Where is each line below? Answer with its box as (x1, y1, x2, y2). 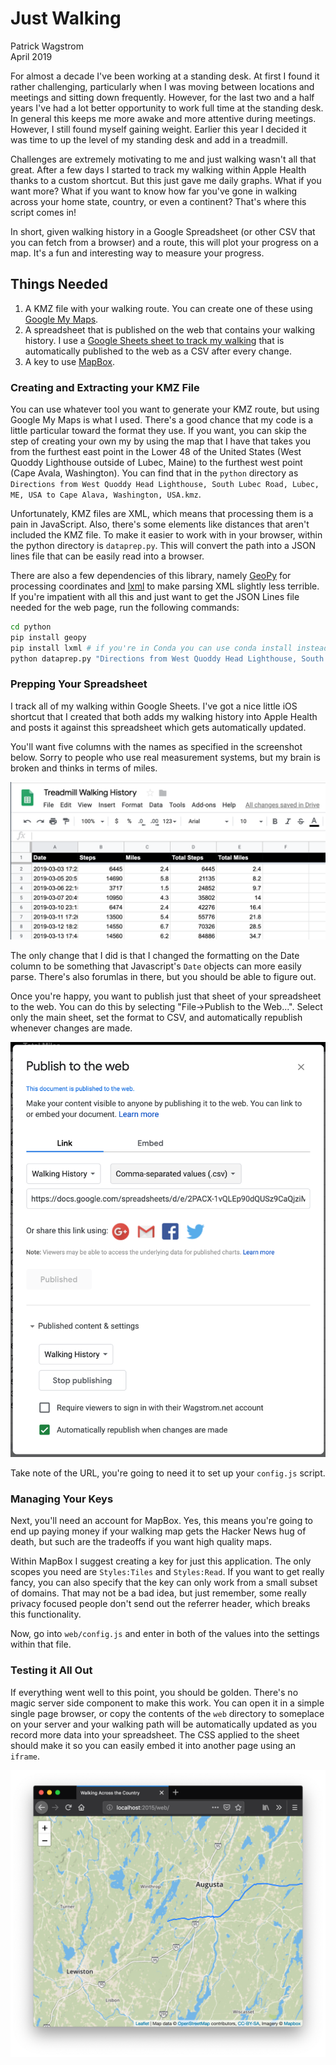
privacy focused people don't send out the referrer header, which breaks (10, 1598, 311, 1610)
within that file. (10, 1638, 72, 1651)
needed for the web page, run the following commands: (10, 602, 240, 614)
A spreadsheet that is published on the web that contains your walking (24, 323, 316, 336)
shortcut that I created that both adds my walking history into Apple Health (10, 710, 318, 722)
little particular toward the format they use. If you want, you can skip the (10, 425, 307, 437)
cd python (10, 622, 52, 632)
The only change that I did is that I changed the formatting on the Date (10, 949, 300, 961)
